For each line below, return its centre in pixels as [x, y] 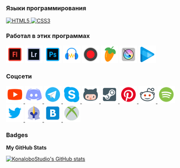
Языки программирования [46, 8]
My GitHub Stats [27, 148]
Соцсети [19, 76]
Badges [17, 135]
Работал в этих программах [48, 36]
